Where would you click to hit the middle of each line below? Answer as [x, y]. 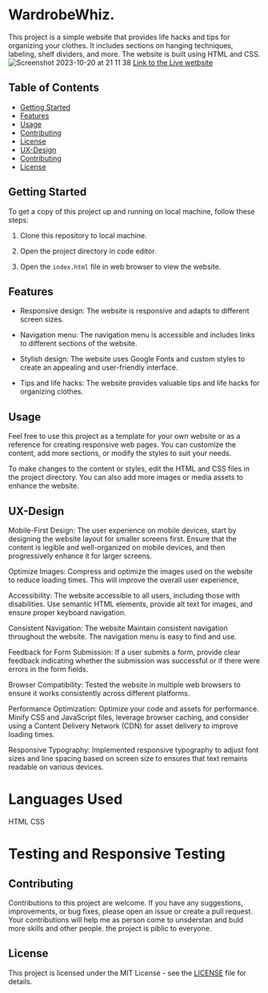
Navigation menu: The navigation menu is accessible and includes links [137, 335]
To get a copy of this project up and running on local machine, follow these [132, 211]
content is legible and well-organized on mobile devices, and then [117, 547]
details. [20, 981]
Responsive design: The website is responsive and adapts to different [134, 311]
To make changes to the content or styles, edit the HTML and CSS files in [129, 469]
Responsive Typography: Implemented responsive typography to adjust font [134, 750]
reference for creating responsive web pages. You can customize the [122, 445]
